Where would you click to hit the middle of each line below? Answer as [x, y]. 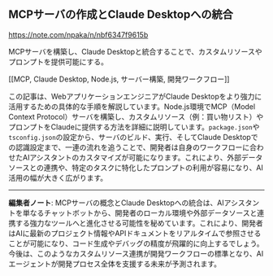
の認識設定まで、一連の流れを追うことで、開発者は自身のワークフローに [129, 147]
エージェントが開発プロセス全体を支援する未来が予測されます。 [115, 264]
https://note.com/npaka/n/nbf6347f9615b [78, 34]
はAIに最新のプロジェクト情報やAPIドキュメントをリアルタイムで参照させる [135, 233]
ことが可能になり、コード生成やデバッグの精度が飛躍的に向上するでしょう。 [136, 243]
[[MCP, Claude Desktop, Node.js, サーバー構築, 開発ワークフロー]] [119, 79]
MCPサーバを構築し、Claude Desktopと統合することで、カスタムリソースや [135, 51]
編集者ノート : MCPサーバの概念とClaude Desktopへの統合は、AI [117, 203]
